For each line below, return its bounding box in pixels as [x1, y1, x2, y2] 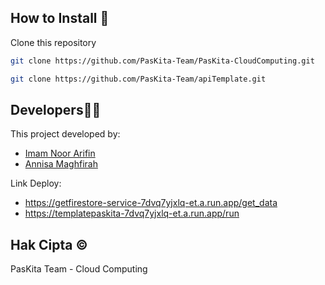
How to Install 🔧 [10, 10, 110, 27]
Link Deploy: [10, 177, 62, 190]
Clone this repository [10, 36, 97, 48]
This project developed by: [10, 128, 121, 140]
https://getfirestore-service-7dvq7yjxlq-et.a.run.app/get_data [24, 197, 278, 209]
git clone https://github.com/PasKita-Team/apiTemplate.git [10, 74, 267, 84]
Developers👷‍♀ [10, 101, 102, 118]
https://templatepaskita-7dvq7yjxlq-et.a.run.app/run [24, 207, 240, 220]
